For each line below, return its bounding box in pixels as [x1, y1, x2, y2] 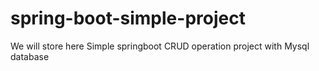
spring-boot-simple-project [10, 7, 246, 30]
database [10, 50, 50, 62]
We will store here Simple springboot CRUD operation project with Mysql [10, 40, 310, 52]
